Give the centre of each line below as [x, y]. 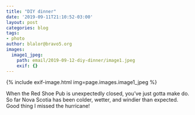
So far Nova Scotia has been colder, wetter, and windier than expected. [92, 100]
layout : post [22, 22]
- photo [16, 39]
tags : [13, 33]
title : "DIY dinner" [31, 11]
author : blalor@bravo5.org [39, 44]
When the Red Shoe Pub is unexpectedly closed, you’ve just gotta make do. [98, 93]
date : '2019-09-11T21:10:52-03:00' [50, 17]
